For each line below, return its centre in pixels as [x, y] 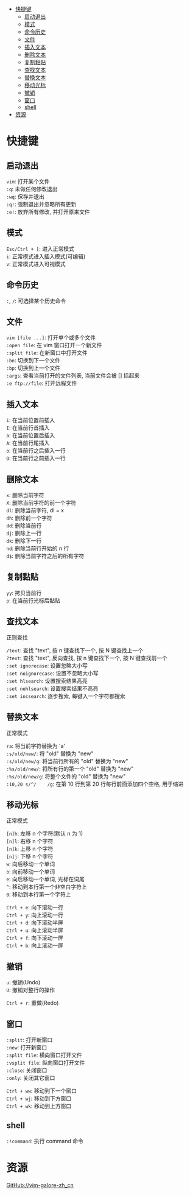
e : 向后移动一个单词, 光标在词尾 [46, 880]
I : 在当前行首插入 [28, 428]
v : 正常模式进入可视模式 [36, 264]
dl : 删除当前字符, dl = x [35, 510]
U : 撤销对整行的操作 [31, 990]
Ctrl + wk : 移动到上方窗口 [39, 1106]
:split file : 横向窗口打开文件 [44, 1055]
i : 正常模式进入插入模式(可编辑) [46, 256]
